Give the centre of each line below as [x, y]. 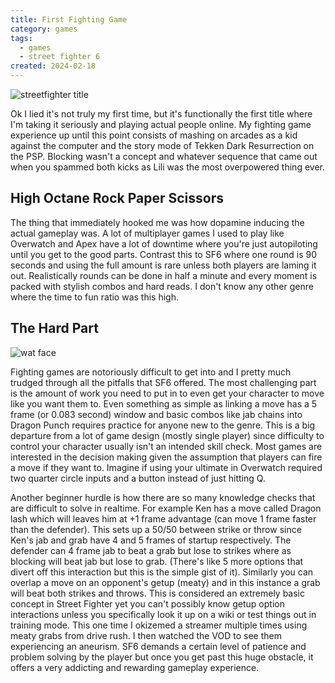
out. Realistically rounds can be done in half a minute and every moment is [164, 275]
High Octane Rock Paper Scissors [117, 198]
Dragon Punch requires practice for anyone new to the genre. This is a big [163, 425]
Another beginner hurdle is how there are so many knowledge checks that [163, 497]
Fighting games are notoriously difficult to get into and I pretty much [151, 372]
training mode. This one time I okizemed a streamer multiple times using [159, 625]
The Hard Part [54, 328]
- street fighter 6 [60, 57]
